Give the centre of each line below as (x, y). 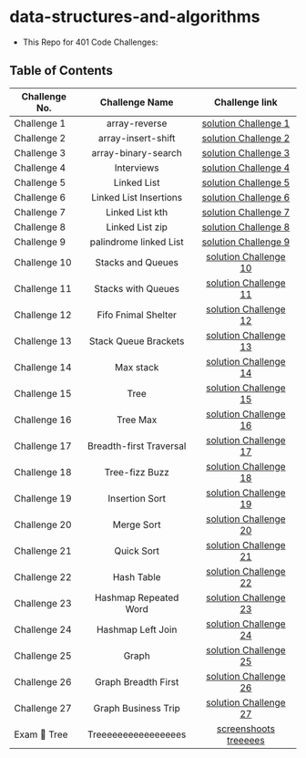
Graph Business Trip (137, 708)
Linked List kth (137, 212)
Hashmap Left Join (137, 629)
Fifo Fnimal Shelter (137, 315)
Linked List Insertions (137, 197)
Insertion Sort (137, 498)
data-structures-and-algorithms (135, 17)
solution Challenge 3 (246, 152)
